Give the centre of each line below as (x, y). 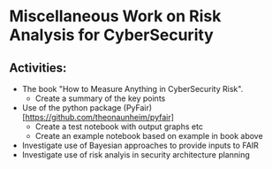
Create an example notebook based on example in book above (149, 136)
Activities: (38, 68)
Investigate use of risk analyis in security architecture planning (136, 155)
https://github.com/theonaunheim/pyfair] (100, 117)
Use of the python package (72, 108)
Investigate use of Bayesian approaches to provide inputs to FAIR (140, 145)
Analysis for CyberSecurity (111, 35)
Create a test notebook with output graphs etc (119, 127)
